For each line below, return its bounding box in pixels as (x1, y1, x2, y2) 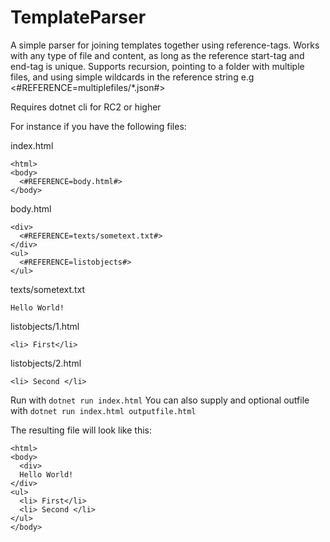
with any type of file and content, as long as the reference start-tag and (10, 49, 305, 61)
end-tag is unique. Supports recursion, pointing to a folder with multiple (10, 60, 305, 72)
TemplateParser (10, 6, 147, 29)
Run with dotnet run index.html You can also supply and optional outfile (10, 394, 310, 406)
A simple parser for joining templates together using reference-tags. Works (10, 39, 320, 51)
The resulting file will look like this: (10, 424, 152, 436)
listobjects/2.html (10, 357, 82, 369)
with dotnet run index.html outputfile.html (10, 404, 197, 416)
